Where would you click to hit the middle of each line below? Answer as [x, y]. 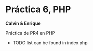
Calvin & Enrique [23, 23]
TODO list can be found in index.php [50, 43]
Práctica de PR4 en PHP [30, 33]
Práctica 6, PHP [38, 9]
